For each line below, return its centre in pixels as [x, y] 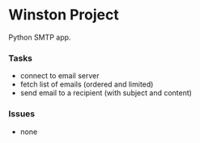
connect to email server [60, 76]
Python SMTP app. [40, 37]
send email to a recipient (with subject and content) [106, 93]
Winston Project [64, 15]
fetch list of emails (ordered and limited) [87, 84]
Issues [22, 114]
